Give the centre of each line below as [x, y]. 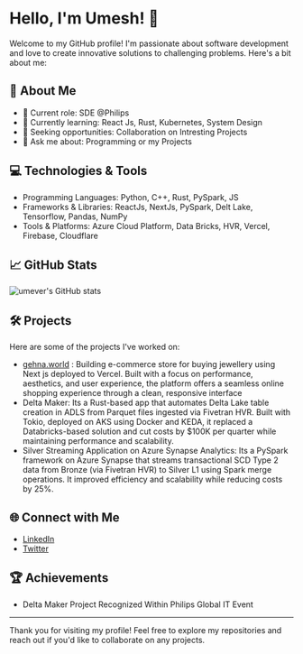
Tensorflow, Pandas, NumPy [75, 216]
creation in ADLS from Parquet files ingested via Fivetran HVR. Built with [156, 412]
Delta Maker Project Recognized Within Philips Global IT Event [138, 604]
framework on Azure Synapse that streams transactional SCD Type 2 [150, 460]
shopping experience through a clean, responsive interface [132, 393]
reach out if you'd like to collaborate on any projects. [107, 640]
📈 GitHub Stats [53, 265]
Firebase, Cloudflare [60, 235]
